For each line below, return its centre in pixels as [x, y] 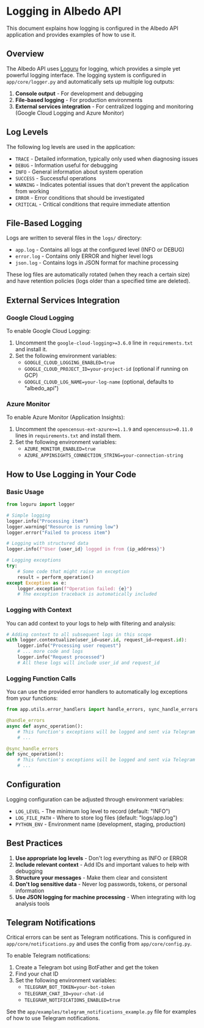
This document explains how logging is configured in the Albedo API [92, 28]
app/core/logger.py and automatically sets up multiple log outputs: [90, 81]
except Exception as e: [37, 583]
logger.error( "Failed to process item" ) [59, 533]
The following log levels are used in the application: [71, 147]
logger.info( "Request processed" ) [61, 657]
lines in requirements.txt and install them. [68, 436]
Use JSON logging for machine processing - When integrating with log [105, 897]
